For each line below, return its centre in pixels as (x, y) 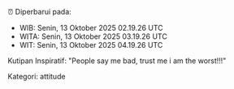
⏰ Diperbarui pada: (40, 12)
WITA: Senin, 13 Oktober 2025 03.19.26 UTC (93, 36)
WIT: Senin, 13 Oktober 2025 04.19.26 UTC (91, 45)
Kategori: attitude (37, 76)
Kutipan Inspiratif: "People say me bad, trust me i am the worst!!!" (117, 61)
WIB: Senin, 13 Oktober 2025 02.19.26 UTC (91, 28)
